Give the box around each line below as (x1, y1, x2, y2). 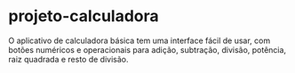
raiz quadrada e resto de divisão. (8, 54, 130, 64)
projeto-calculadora (8, 6, 159, 26)
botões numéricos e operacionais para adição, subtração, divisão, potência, (8, 44, 286, 55)
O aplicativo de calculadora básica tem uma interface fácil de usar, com (8, 35, 271, 46)
